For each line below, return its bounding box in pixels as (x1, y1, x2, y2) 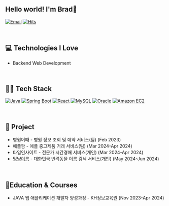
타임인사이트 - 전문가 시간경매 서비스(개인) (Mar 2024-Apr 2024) (12, 150, 144, 156)
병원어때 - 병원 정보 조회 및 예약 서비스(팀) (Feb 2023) (12, 137, 121, 143)
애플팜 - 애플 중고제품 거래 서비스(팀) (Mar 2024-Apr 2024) (12, 143, 133, 149)
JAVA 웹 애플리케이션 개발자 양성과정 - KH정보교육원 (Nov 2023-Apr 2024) (12, 195, 164, 201)
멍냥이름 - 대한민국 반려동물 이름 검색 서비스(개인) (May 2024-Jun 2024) (12, 156, 159, 162)
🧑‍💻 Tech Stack (5, 84, 52, 93)
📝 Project (5, 123, 35, 131)
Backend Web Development (12, 60, 71, 66)
